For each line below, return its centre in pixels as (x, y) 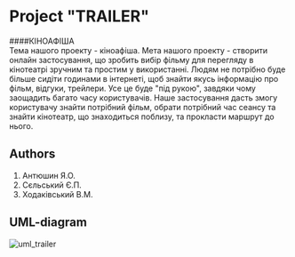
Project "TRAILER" (79, 16)
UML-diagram (48, 223)
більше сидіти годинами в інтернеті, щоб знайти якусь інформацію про (144, 78)
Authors (32, 154)
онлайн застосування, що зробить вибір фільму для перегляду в (132, 60)
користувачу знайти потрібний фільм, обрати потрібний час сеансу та (143, 107)
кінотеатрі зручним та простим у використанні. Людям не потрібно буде (147, 69)
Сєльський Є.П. (52, 185)
